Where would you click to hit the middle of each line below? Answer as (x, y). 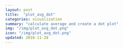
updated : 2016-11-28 (27, 38)
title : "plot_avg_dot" (30, 14)
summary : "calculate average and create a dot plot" (62, 24)
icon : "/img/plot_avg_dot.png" (38, 33)
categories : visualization (34, 19)
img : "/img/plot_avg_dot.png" (37, 28)
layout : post (19, 10)
